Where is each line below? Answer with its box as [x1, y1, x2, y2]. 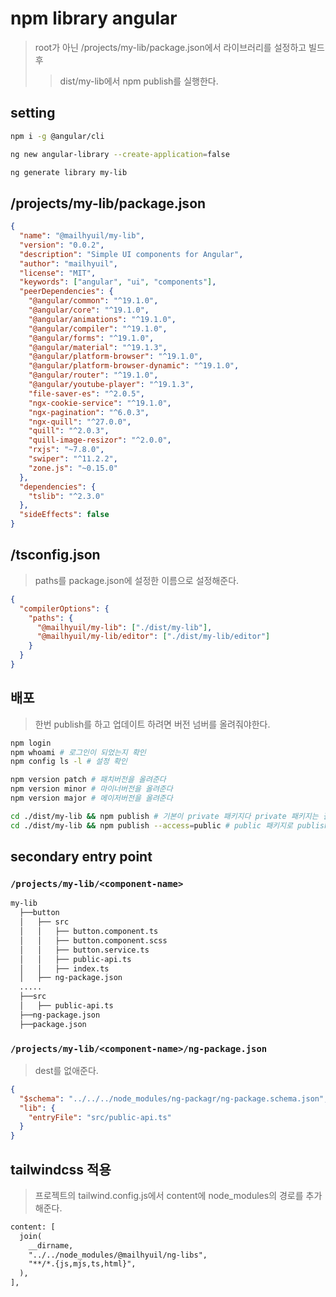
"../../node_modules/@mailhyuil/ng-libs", [28, 1250, 208, 1260]
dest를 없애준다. [34, 1064, 99, 1076]
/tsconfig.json [10, 547, 101, 564]
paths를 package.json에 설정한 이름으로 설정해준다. [34, 574, 240, 586]
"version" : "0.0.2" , [19, 240, 105, 250]
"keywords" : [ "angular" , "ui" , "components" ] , [19, 277, 217, 287]
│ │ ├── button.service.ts [19, 945, 150, 955]
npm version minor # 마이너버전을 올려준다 [10, 784, 173, 794]
